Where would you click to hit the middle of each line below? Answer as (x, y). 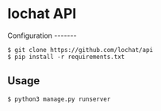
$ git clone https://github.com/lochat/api (80, 50)
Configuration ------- (42, 35)
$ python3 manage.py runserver (59, 99)
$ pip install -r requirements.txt (66, 57)
